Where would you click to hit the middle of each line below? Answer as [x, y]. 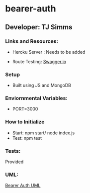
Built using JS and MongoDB [42, 86]
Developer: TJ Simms [39, 27]
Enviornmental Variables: [37, 98]
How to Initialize [25, 122]
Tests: [13, 151]
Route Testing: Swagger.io [39, 61]
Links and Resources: [32, 41]
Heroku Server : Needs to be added [49, 52]
